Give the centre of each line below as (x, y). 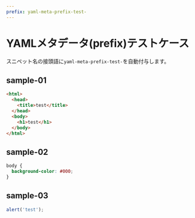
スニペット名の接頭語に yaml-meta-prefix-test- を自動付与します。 (88, 61)
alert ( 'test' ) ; (25, 210)
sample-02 (27, 152)
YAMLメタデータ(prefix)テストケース (98, 43)
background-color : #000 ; (42, 172)
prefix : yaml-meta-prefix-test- (46, 12)
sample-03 (28, 196)
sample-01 (26, 80)
